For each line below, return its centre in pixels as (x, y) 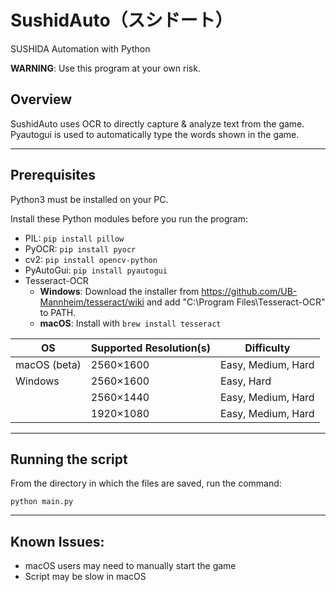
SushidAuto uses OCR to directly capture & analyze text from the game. (157, 123)
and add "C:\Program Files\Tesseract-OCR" (236, 302)
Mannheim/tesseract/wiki (92, 302)
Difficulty (267, 348)
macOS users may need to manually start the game (130, 566)
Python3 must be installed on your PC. (89, 199)
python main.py (42, 502)
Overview (41, 99)
